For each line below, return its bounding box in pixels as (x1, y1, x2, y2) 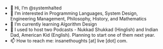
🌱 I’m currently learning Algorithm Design (10, 21, 97, 27)
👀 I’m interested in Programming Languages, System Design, (10, 10, 138, 16)
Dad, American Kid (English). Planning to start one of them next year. (10, 32, 155, 38)
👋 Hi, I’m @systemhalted (10, 5, 62, 11)
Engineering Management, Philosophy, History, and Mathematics (10, 16, 147, 21)
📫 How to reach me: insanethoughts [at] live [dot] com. (10, 38, 128, 43)
